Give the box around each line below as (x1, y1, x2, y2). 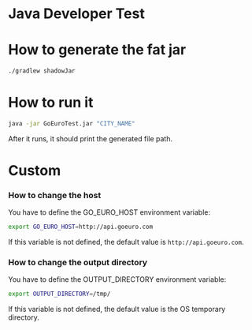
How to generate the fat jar (8, 41, 187, 59)
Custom (8, 162, 61, 179)
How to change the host (8, 189, 102, 201)
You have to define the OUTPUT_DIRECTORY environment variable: (8, 275, 227, 284)
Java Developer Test (8, 5, 146, 23)
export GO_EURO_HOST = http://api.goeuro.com (8, 223, 154, 231)
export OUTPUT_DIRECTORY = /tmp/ (8, 290, 111, 298)
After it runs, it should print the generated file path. (8, 133, 173, 143)
